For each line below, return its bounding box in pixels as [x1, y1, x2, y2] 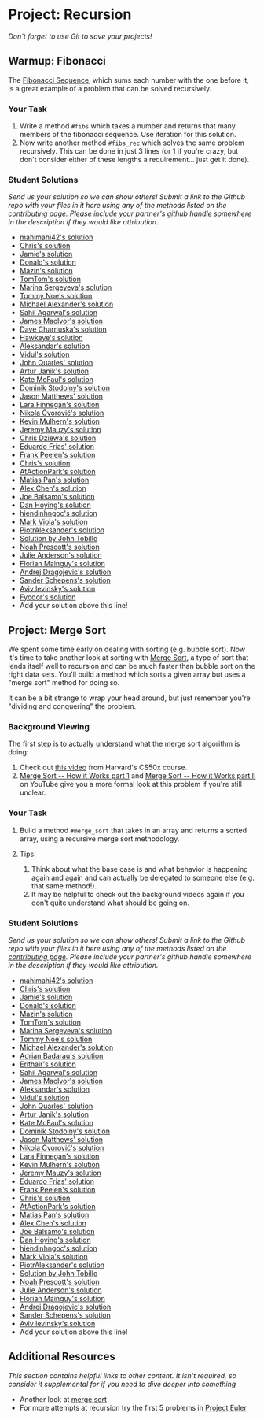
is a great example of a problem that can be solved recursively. [8, 83, 212, 93]
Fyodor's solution [19, 592, 76, 602]
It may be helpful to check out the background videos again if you [31, 889, 245, 899]
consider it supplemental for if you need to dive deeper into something [8, 1379, 236, 1388]
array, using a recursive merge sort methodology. [19, 833, 180, 843]
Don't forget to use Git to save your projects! [8, 32, 152, 41]
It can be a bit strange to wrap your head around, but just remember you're [8, 693, 251, 703]
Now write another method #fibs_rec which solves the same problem [19, 138, 245, 147]
